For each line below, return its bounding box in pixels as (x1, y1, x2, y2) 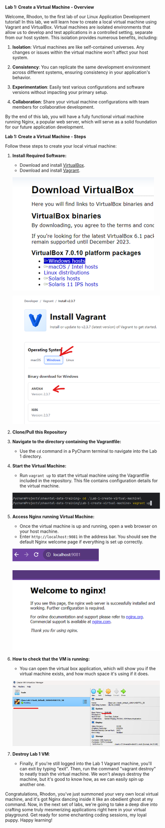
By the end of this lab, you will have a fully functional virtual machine (5, 114, 144, 120)
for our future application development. (5, 124, 84, 130)
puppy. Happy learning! (5, 817, 53, 823)
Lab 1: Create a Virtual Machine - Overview (5, 4, 94, 10)
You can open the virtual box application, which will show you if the (19, 665, 156, 671)
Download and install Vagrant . (19, 167, 81, 173)
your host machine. (19, 528, 59, 534)
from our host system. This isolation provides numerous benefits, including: (5, 34, 158, 40)
